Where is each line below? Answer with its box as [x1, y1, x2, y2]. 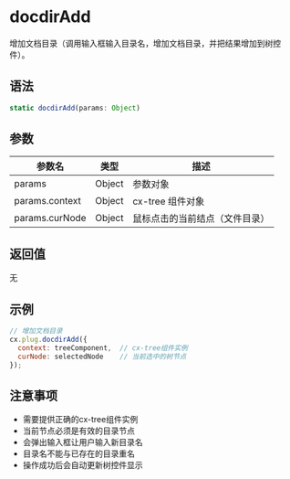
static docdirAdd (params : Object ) [9, 103, 141, 112]
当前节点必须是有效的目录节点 [22, 425, 135, 436]
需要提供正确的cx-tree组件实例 [22, 414, 139, 425]
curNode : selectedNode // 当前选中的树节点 [17, 352, 187, 361]
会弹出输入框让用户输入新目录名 [22, 437, 143, 448]
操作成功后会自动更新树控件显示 [22, 460, 143, 471]
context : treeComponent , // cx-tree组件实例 [17, 343, 189, 353]
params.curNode [14, 212, 87, 225]
